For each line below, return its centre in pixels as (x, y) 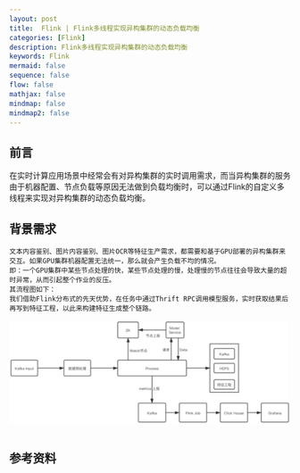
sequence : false (39, 76)
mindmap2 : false (39, 113)
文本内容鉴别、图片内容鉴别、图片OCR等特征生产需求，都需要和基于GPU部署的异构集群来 (147, 252)
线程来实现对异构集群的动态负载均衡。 (79, 198)
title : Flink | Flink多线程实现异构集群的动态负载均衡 (104, 28)
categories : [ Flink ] (48, 37)
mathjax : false (37, 94)
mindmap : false (37, 104)
